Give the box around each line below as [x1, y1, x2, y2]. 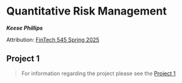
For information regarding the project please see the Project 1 [21, 70, 176, 77]
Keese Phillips [6, 24, 43, 32]
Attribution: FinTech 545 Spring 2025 [6, 36, 100, 43]
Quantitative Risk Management [6, 4, 167, 18]
